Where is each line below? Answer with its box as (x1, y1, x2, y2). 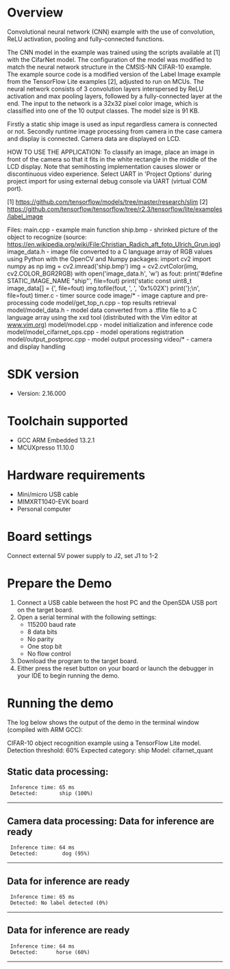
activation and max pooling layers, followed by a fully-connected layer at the (7, 91, 222, 100)
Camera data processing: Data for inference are (7, 815, 214, 827)
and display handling (7, 342, 66, 350)
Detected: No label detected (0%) (10, 900, 109, 906)
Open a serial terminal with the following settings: (16, 613, 157, 621)
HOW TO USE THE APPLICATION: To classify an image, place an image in (7, 148, 215, 156)
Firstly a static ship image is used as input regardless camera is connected (7, 120, 218, 128)
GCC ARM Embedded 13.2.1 (16, 436, 95, 444)
